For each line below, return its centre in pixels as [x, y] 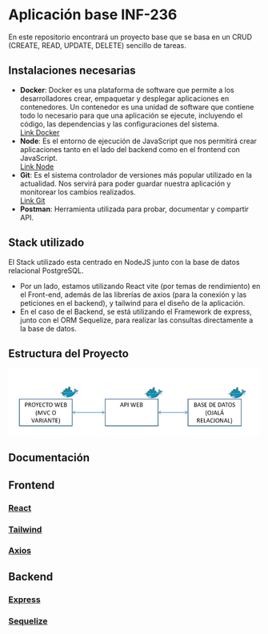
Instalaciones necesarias [72, 71]
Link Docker [40, 132]
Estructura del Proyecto [69, 353]
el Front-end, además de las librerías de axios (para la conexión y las [133, 295]
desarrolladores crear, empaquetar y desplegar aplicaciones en [124, 98]
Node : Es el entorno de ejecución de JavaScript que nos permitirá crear [138, 141]
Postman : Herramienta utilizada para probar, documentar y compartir [134, 209]
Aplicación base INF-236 [93, 15]
